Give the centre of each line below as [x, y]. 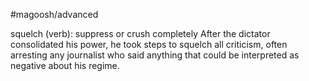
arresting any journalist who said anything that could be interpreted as [155, 55]
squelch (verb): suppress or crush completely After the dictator [140, 33]
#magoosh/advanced [54, 14]
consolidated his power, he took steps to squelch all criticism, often [149, 44]
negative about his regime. [65, 65]
